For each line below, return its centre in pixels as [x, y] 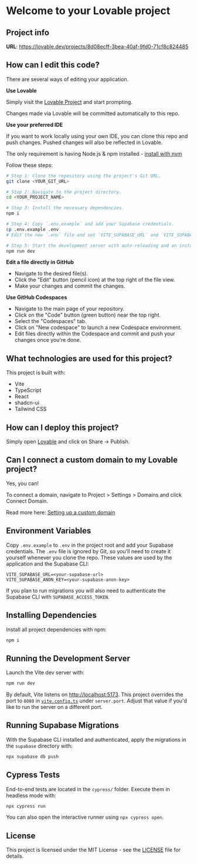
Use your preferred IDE [35, 125]
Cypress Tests [33, 775]
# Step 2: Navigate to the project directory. [64, 192]
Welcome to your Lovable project [88, 11]
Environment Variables [49, 531]
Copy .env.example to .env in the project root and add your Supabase [90, 545]
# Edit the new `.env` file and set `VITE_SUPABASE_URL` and [82, 235]
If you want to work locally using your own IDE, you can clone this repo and [97, 136]
